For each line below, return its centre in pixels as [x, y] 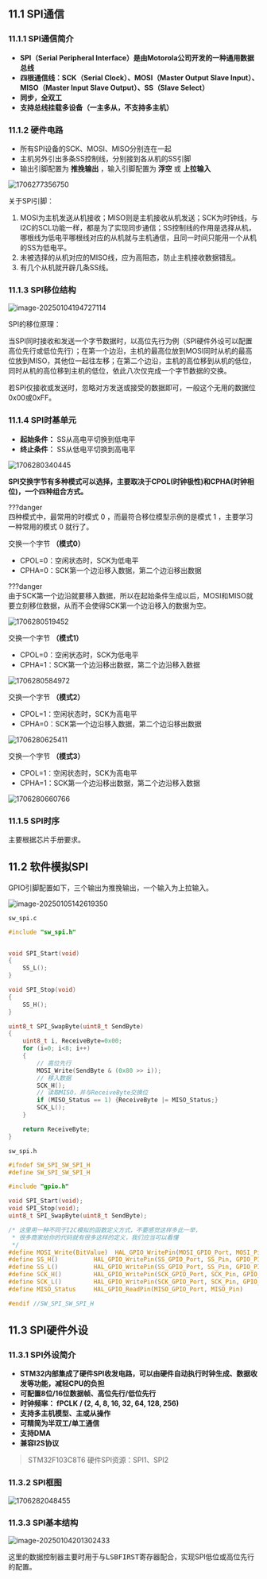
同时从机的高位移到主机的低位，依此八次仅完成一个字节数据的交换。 [120, 371]
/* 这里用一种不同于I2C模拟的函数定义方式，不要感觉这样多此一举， [104, 1230]
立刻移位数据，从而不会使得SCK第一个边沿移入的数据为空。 [112, 606]
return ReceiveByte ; [56, 1129]
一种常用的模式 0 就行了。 [51, 526]
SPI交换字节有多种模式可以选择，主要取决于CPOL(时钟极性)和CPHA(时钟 [128, 481]
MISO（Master [44, 87]
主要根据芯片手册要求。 [46, 839]
